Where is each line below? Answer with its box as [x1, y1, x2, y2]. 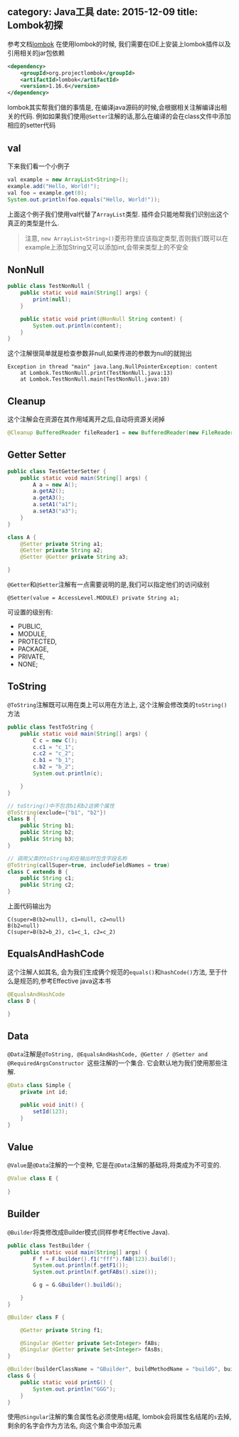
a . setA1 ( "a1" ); [33, 501, 78, 508]
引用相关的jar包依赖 [7, 48, 65, 57]
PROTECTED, [17, 637, 57, 646]
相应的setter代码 [7, 121, 56, 130]
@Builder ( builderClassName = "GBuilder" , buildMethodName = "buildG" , [7, 1366, 221, 1373]
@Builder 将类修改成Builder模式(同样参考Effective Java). [7, 1227, 170, 1236]
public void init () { [20, 1101, 84, 1108]
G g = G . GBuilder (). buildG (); [33, 1282, 122, 1289]
